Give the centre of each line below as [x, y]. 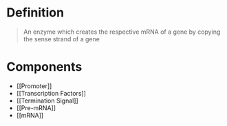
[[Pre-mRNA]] [36, 107]
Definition [35, 13]
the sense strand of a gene [62, 39]
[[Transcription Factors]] [51, 93]
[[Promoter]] [34, 86]
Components [44, 67]
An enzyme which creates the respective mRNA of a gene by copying [122, 32]
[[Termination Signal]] [47, 101]
